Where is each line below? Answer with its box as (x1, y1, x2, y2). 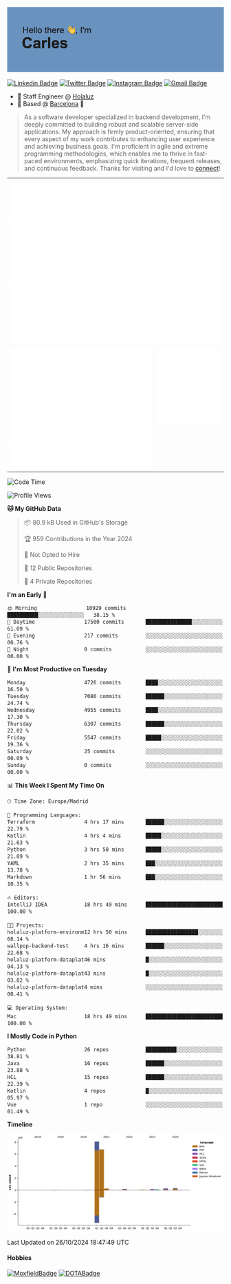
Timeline (7, 1120, 33, 1128)
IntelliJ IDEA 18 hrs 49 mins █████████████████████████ (7, 901, 223, 908)
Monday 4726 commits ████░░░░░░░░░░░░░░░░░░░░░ (7, 679, 223, 686)
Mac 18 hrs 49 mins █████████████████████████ (7, 1013, 223, 1020)
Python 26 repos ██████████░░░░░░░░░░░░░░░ (7, 1046, 223, 1053)
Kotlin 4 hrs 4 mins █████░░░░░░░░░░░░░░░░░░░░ (7, 832, 223, 839)
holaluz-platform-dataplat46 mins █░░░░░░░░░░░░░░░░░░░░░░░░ (7, 956, 223, 963)
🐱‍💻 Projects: (7, 922, 45, 929)
